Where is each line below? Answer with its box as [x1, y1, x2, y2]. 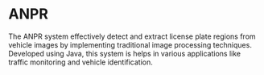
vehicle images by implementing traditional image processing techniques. [8, 40, 252, 49]
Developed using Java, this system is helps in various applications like [8, 48, 241, 58]
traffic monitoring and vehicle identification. [8, 57, 153, 67]
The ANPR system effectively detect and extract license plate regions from [8, 31, 256, 41]
